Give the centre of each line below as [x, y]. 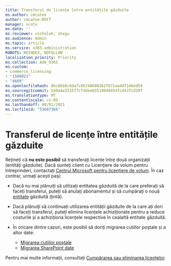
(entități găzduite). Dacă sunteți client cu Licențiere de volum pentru [77, 165]
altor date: [23, 232]
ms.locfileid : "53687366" [33, 110]
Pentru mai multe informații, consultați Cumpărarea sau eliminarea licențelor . [86, 257]
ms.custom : [17, 67]
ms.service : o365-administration [41, 48]
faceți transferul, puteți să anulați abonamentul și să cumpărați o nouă [86, 191]
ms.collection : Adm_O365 [32, 62]
